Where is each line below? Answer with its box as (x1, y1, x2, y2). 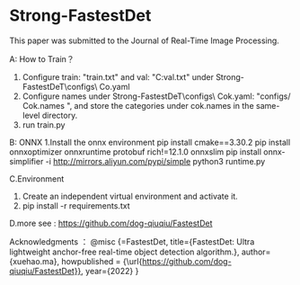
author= (241, 246, 271, 257)
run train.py (22, 119, 66, 130)
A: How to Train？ (9, 53, 75, 64)
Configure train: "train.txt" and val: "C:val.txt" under (22, 71, 214, 82)
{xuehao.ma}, (9, 255, 60, 266)
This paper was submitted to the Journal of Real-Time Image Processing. (9, 35, 280, 46)
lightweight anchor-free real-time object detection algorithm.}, (9, 246, 240, 257)
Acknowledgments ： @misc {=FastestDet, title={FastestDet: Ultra (9, 236, 255, 247)
